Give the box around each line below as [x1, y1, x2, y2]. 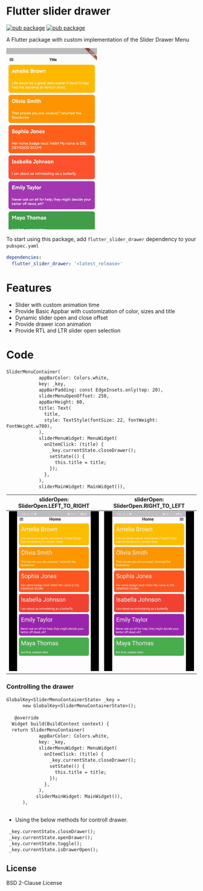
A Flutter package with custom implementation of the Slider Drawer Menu [6, 36, 189, 43]
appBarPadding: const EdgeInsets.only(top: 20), [38, 387, 164, 393]
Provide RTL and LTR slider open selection [14, 326, 121, 334]
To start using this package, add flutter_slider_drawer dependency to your [6, 235, 196, 242]
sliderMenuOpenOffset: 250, [38, 393, 110, 399]
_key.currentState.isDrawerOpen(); [8, 847, 98, 853]
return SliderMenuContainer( [11, 727, 85, 733]
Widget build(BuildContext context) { [11, 721, 110, 727]
